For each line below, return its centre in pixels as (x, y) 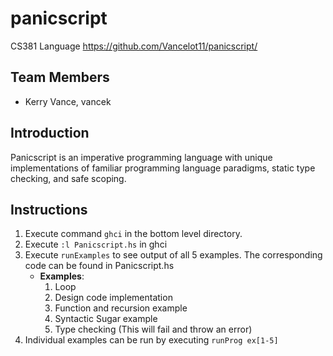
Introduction (50, 133)
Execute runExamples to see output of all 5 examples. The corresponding (173, 255)
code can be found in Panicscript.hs (99, 266)
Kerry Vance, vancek (68, 101)
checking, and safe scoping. (68, 178)
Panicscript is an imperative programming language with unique (141, 157)
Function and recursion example (121, 308)
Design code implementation (113, 298)
